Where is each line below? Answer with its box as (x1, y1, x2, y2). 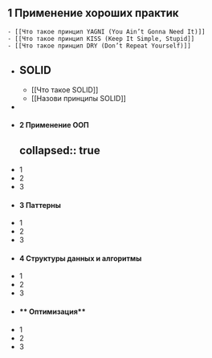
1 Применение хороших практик (7, 6, 179, 20)
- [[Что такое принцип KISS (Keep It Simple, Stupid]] (7, 35, 195, 43)
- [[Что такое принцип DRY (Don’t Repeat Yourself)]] (7, 42, 192, 50)
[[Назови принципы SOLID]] (31, 93, 126, 103)
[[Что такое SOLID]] (31, 84, 99, 95)
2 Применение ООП (18, 120, 89, 130)
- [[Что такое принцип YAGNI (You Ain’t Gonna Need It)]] (7, 27, 206, 35)
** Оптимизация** (18, 307, 86, 316)
